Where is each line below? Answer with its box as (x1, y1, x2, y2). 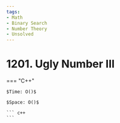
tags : (6, 8, 20, 15)
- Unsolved (6, 31, 34, 37)
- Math (6, 14, 23, 20)
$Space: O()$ (6, 99, 39, 106)
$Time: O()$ (6, 89, 36, 95)
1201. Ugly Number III (6, 57, 115, 71)
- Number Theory (6, 25, 47, 32)
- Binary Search (6, 20, 47, 26)
